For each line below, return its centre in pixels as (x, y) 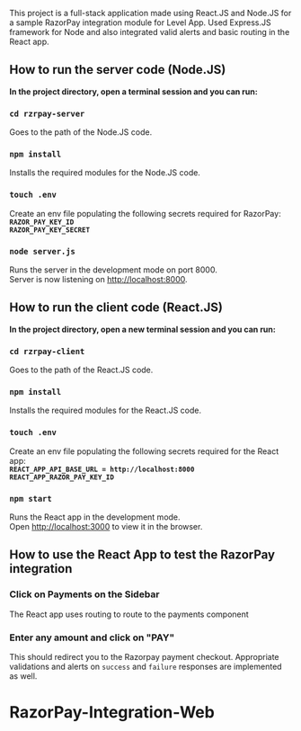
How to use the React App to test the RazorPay (142, 555)
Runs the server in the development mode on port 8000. (113, 270)
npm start (31, 499)
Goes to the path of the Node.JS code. (81, 132)
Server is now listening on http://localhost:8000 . (98, 279)
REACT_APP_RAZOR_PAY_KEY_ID (62, 477)
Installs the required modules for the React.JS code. (106, 410)
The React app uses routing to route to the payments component (129, 614)
